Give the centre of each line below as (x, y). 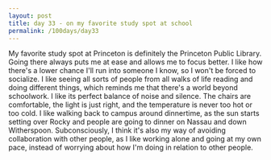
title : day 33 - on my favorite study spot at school (101, 23)
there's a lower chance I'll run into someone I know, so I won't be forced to (132, 71)
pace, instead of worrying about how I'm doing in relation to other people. (131, 148)
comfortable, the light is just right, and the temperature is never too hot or (130, 105)
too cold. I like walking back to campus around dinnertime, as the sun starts (134, 113)
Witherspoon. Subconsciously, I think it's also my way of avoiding (117, 130)
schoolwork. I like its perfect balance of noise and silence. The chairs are (130, 96)
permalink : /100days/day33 (54, 31)
